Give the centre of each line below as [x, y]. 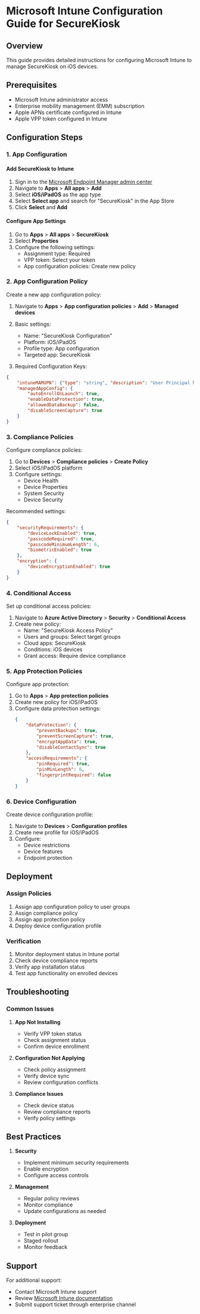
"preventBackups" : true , [67, 730]
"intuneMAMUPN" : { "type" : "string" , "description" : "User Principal [104, 383]
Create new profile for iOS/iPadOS [57, 832]
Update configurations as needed [65, 1211]
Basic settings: [33, 324]
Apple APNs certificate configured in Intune [68, 112]
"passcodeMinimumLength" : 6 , [64, 544]
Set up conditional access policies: [49, 606]
